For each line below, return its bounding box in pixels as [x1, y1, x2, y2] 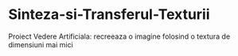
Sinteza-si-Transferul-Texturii [8, 6, 210, 24]
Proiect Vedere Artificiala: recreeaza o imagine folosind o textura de [8, 32, 231, 41]
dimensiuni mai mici [8, 39, 73, 49]
